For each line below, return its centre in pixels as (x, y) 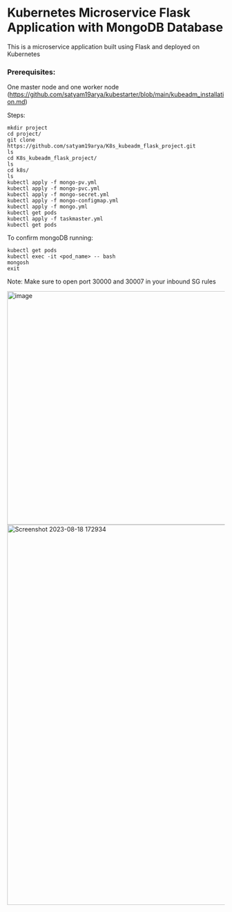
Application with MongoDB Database (115, 27)
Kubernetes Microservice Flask (99, 13)
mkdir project (28, 128)
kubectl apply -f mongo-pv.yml (52, 183)
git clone (21, 140)
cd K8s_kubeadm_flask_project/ (52, 158)
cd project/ (24, 134)
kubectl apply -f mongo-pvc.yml (54, 188)
